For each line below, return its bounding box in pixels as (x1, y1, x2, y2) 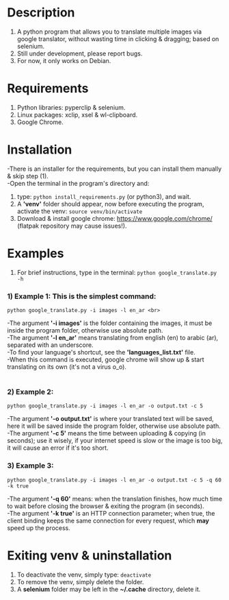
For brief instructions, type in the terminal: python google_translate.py (16, 268, 217, 276)
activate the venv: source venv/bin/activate (16, 207, 143, 215)
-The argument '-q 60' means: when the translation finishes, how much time (7, 494, 223, 503)
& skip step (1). (7, 171, 49, 180)
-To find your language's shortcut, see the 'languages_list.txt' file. (7, 348, 196, 357)
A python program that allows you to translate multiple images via (16, 27, 202, 36)
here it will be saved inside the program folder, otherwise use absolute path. (7, 422, 221, 430)
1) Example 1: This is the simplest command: (7, 291, 157, 301)
